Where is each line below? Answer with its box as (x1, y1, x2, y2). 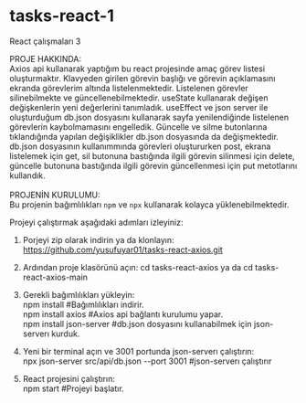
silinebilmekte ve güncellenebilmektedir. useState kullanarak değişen (9, 92, 269, 103)
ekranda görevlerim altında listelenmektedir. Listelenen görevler (9, 82, 248, 93)
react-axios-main (22, 271, 89, 282)
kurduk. (51, 328, 80, 339)
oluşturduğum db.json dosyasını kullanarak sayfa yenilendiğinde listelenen (9, 111, 290, 122)
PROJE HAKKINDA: (9, 53, 82, 64)
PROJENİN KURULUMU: (9, 189, 100, 200)
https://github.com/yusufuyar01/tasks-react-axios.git (22, 244, 224, 255)
